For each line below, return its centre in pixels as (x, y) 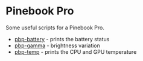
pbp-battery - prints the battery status (62, 39)
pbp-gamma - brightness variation (57, 45)
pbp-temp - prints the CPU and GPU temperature (75, 51)
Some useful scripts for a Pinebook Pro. (55, 28)
